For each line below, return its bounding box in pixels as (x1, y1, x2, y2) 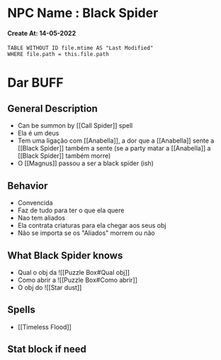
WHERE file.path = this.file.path (7, 51, 110, 58)
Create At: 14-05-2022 (7, 28, 76, 37)
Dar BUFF (7, 75, 64, 90)
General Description (7, 102, 98, 114)
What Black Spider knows (7, 249, 123, 261)
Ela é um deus (17, 129, 59, 138)
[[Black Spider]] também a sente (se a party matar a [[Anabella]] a (17, 144, 211, 153)
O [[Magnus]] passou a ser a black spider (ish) (17, 159, 154, 168)
